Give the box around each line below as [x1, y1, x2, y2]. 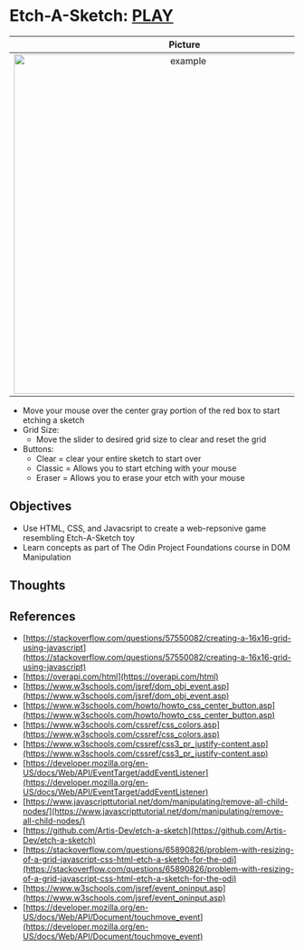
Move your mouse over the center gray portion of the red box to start [22, 405, 280, 416]
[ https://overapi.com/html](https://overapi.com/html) [22, 671, 219, 682]
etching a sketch [22, 414, 85, 426]
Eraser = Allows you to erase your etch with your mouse [35, 472, 246, 483]
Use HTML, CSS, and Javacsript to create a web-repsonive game [22, 523, 267, 533]
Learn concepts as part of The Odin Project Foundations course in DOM [22, 542, 291, 552]
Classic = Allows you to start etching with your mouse [35, 463, 237, 474]
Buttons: [22, 443, 54, 454]
